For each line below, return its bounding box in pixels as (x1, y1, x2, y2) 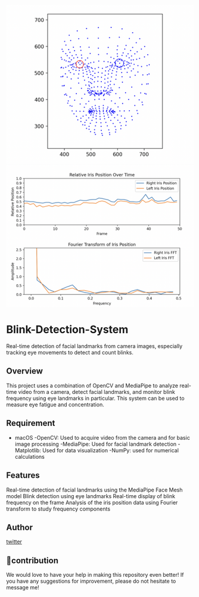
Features (6, 470, 40, 481)
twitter (6, 538, 23, 545)
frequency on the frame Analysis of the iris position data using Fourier (6, 499, 178, 506)
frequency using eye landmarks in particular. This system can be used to (6, 394, 185, 402)
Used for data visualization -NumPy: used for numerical (42, 446, 179, 454)
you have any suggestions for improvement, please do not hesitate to (6, 577, 176, 585)
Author (6, 522, 33, 532)
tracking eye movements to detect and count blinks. (6, 349, 134, 356)
